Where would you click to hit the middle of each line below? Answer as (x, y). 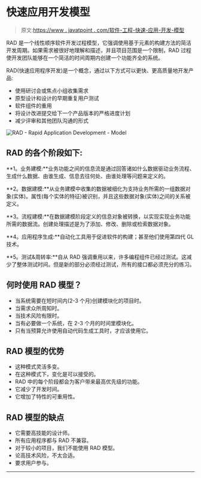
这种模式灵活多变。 (39, 367)
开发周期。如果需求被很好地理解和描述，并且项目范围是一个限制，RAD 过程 (99, 50)
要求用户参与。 (33, 463)
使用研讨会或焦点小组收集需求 (51, 90)
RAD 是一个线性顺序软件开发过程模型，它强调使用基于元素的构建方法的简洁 (99, 43)
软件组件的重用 (33, 105)
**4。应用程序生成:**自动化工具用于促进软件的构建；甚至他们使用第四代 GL (100, 237)
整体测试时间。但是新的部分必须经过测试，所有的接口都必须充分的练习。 (106, 264)
